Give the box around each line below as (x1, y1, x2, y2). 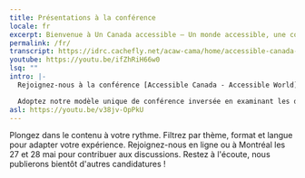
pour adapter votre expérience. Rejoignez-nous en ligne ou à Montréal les (9, 139, 286, 150)
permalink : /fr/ (9, 38, 71, 48)
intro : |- (9, 72, 47, 81)
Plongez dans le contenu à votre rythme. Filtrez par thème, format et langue (9, 130, 293, 141)
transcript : (9, 47, 54, 56)
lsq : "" (9, 64, 39, 73)
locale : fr (9, 22, 51, 31)
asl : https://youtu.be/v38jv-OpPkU (9, 105, 144, 114)
